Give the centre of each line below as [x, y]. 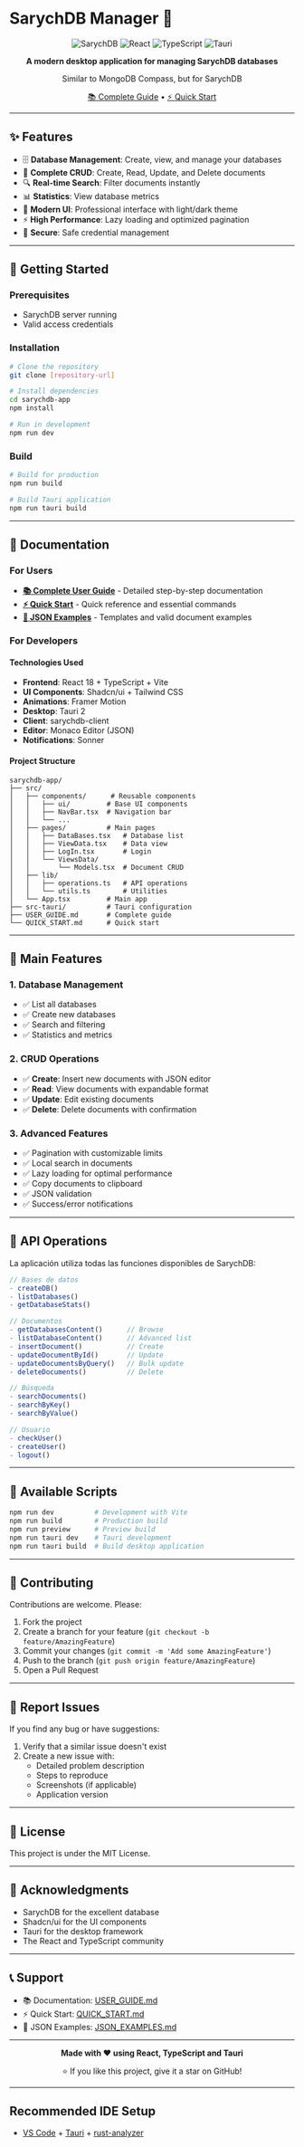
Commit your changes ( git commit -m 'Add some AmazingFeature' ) [147, 1651]
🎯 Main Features [56, 959]
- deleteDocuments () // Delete [87, 1372]
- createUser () [38, 1446]
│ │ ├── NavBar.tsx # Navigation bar [90, 812]
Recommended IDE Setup [83, 2111]
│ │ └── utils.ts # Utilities [89, 891]
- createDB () [34, 1288]
